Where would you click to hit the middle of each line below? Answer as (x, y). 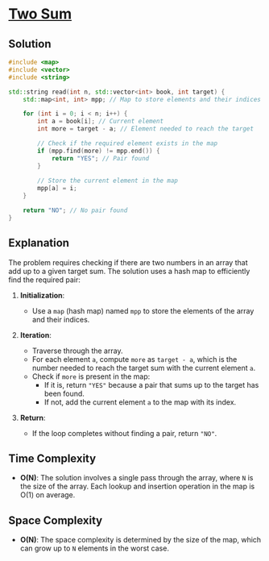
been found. (64, 393)
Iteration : (36, 335)
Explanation (39, 243)
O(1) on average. (48, 495)
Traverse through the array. (77, 351)
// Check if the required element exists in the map (128, 143)
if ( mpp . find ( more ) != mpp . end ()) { (99, 151)
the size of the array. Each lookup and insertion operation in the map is (137, 486)
